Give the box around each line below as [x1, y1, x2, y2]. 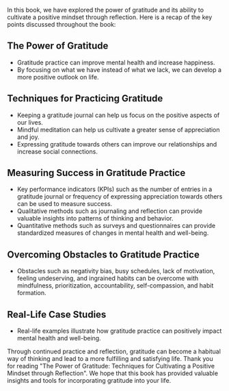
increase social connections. [16, 147, 98, 155]
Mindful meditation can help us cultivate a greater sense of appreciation [16, 125, 220, 134]
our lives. [16, 118, 43, 126]
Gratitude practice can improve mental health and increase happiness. [16, 58, 215, 66]
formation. [16, 289, 46, 297]
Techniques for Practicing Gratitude [7, 92, 163, 105]
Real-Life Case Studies [7, 308, 107, 320]
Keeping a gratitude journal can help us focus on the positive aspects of [16, 111, 220, 119]
